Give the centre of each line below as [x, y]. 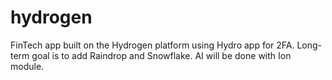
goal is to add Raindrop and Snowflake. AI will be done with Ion [161, 55]
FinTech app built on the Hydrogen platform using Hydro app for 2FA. [152, 45]
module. [27, 66]
